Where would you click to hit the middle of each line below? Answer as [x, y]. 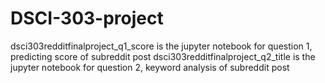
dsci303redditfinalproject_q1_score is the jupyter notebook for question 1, [161, 46]
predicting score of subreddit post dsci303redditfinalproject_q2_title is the [163, 56]
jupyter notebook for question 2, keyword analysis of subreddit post [150, 67]
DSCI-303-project [87, 18]
